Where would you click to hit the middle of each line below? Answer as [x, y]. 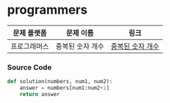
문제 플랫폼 [30, 33]
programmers [47, 10]
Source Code [29, 67]
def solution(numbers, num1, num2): [60, 82]
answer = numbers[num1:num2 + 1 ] [65, 88]
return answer [40, 94]
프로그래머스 [30, 46]
